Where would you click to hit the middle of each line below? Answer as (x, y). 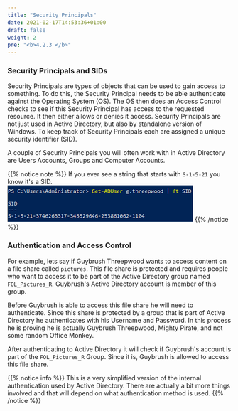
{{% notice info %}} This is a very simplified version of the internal (104, 378)
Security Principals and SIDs (58, 71)
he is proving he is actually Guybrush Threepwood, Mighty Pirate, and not (115, 328)
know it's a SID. (30, 182)
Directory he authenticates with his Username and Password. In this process (119, 320)
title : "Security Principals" (52, 15)
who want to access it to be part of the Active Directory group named (109, 276)
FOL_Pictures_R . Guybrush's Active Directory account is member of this (112, 284)
